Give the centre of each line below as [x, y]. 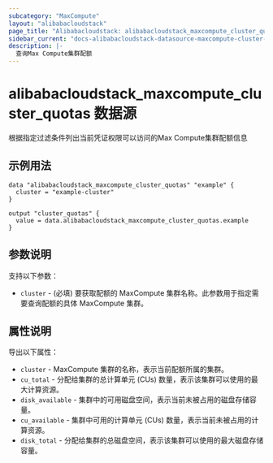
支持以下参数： [33, 275]
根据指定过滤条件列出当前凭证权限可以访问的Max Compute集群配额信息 [128, 137]
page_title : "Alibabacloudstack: [65, 31]
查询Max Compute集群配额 [54, 54]
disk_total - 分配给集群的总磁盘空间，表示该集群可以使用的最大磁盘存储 [142, 440]
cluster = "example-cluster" [65, 192]
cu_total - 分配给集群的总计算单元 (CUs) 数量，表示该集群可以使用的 [136, 379]
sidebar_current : [38, 39]
